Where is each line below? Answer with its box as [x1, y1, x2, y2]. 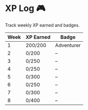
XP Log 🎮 [5, 3, 46, 14]
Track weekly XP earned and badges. [5, 22, 80, 28]
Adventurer [55, 42, 81, 48]
